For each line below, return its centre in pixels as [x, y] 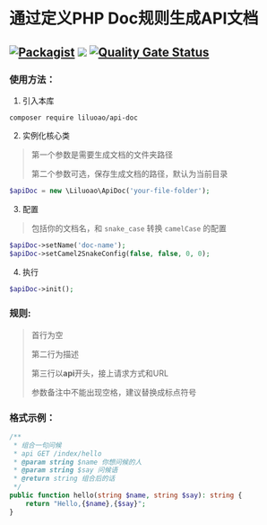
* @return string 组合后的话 [64, 479]
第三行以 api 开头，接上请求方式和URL [99, 373]
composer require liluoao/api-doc [74, 118]
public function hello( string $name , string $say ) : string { [126, 495]
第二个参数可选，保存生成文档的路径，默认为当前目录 [129, 174]
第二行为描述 [55, 354]
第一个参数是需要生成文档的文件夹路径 [102, 155]
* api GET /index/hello [57, 454]
